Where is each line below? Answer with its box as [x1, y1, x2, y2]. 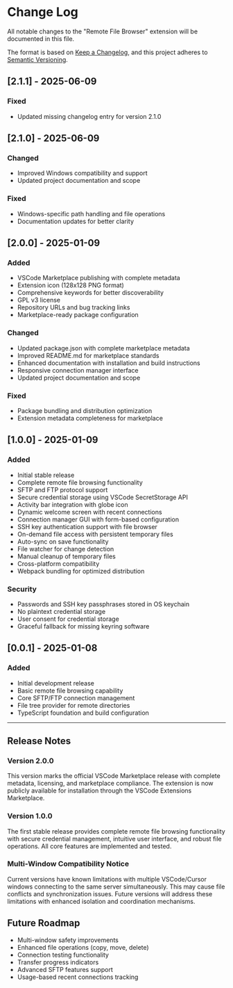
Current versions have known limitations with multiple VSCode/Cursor [7, 875, 207, 883]
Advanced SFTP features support [17, 965, 113, 973]
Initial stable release [17, 471, 75, 479]
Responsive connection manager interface [17, 366, 139, 374]
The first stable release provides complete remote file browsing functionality [7, 827, 225, 835]
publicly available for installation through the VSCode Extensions [7, 786, 192, 795]
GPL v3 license [17, 296, 61, 305]
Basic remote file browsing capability [17, 686, 123, 695]
